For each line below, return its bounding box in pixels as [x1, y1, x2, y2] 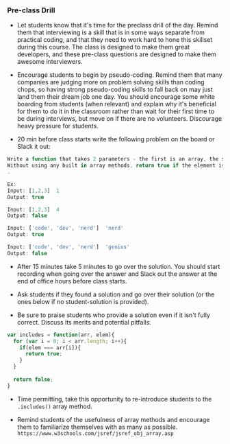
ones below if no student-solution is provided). [16, 297, 149, 305]
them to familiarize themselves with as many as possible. [16, 423, 178, 431]
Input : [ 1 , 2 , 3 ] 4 [7, 206, 60, 213]
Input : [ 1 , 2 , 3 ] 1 [7, 187, 60, 194]
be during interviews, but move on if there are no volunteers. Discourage [16, 115, 222, 123]
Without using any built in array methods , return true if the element [7, 162, 216, 170]
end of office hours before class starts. [16, 277, 127, 285]
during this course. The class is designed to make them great [16, 43, 190, 51]
